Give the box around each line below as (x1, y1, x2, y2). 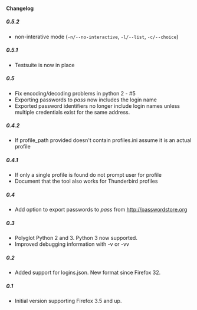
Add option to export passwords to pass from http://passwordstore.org (14, 206, 188, 213)
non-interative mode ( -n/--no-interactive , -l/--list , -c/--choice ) (14, 33, 179, 40)
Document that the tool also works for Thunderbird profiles (14, 177, 158, 185)
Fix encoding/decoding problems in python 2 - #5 (14, 90, 136, 97)
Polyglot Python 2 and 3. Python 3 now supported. (14, 235, 137, 242)
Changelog (6, 5, 34, 12)
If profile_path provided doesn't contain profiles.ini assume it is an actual (14, 137, 192, 144)
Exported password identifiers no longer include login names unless (14, 102, 180, 109)
